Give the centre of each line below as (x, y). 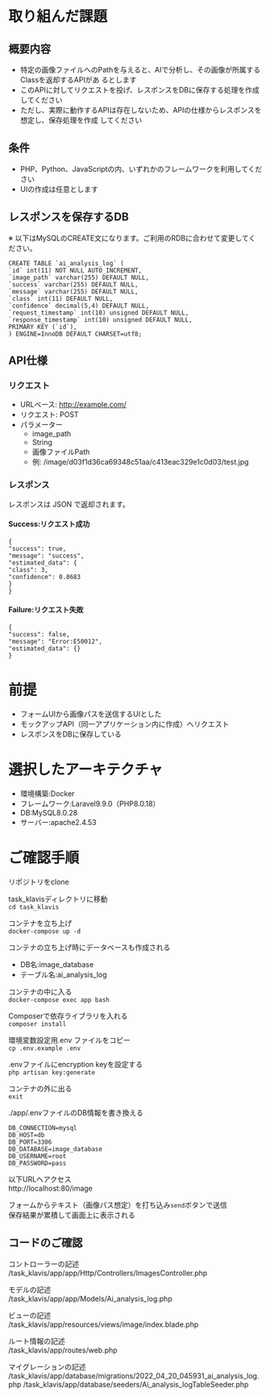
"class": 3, (28, 569)
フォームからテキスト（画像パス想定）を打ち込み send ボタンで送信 (118, 1205)
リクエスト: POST (49, 415)
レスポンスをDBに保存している (71, 734)
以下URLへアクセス (40, 1179)
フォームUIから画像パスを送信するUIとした (91, 714)
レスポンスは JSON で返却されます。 (69, 504)
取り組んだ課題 (58, 17)
